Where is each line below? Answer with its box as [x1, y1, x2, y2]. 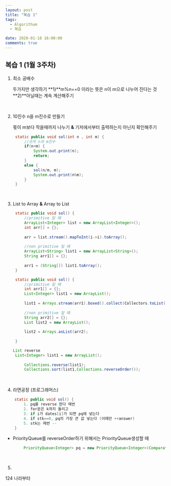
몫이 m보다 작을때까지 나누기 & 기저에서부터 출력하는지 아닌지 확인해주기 [12, 124, 157, 130]
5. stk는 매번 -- [23, 421, 57, 426]
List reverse [12, 348, 41, 353]
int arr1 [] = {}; [24, 287, 61, 292]
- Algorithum [10, 21, 38, 27]
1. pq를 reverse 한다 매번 [23, 402, 75, 407]
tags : [5, 17, 17, 22]
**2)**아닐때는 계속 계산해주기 [12, 92, 74, 99]
